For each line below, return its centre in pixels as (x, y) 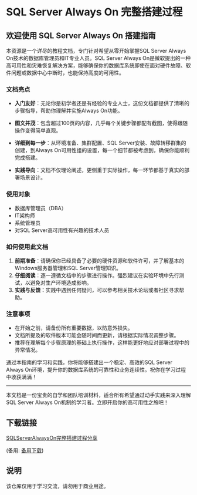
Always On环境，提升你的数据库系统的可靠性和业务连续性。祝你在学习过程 (96, 370)
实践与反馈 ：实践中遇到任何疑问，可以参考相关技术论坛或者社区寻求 (97, 290)
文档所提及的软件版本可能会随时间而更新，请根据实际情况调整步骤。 (97, 335)
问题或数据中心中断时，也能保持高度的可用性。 (67, 73)
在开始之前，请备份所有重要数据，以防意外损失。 (74, 328)
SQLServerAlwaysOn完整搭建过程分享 (52, 438)
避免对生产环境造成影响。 (61, 282)
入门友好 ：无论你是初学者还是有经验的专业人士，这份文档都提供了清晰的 (102, 103)
